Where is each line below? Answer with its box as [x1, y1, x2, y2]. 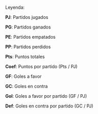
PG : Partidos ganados [5, 24, 51, 30]
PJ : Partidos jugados [5, 14, 48, 20]
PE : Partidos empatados [5, 34, 56, 40]
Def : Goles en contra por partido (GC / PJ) [5, 103, 93, 109]
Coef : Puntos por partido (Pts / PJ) [5, 64, 78, 69]
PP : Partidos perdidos [5, 44, 51, 50]
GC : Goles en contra [5, 83, 48, 89]
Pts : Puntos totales [5, 53, 45, 60]
